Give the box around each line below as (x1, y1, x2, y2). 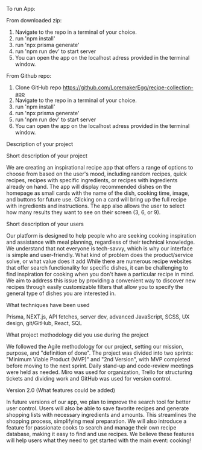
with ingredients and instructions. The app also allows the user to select (6, 202, 185, 209)
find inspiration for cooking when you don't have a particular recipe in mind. (6, 271, 195, 277)
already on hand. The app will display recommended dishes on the (6, 183, 172, 190)
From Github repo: (6, 72, 52, 79)
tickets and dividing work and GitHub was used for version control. (6, 375, 172, 382)
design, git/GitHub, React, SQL (6, 320, 83, 326)
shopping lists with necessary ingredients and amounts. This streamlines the (6, 411, 197, 418)
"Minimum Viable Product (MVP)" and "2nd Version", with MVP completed (6, 356, 191, 363)
